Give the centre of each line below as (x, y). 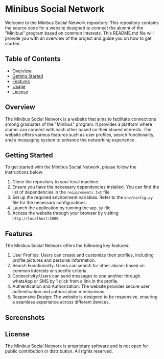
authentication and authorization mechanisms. (59, 292)
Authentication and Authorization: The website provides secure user (81, 286)
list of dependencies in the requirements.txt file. (61, 192)
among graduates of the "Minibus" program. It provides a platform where (79, 124)
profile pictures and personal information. (54, 260)
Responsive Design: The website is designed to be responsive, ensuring (85, 297)
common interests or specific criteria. (50, 271)
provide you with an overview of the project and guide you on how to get (78, 38)
